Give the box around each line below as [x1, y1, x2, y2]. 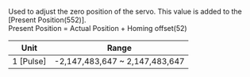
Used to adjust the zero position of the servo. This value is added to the [8, 7, 242, 16]
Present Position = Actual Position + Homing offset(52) [8, 24, 188, 33]
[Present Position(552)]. [8, 15, 87, 25]
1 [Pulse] [12, 56, 47, 67]
